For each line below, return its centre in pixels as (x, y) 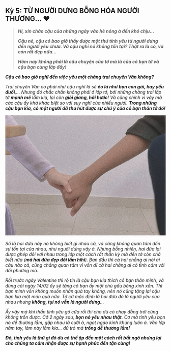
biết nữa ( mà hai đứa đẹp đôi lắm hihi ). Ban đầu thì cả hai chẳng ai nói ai (83, 260)
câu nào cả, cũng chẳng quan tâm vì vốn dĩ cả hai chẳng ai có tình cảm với (85, 265)
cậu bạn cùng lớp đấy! (42, 67)
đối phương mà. (22, 270)
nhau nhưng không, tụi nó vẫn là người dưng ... (55, 302)
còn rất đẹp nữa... (37, 52)
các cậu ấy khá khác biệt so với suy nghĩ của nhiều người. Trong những (81, 103)
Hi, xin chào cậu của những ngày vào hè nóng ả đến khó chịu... (86, 31)
